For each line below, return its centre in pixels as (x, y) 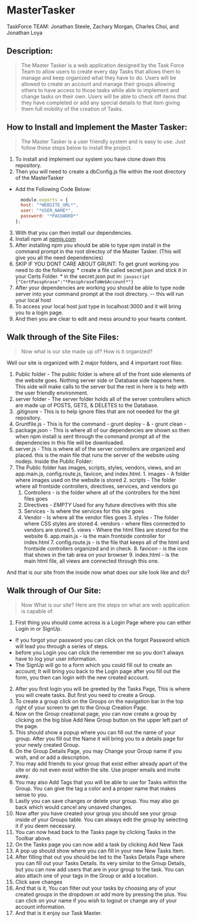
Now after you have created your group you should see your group (96, 813)
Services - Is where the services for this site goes (84, 511)
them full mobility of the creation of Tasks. (72, 108)
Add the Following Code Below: (53, 189)
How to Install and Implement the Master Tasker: (97, 127)
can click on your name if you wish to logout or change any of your (96, 900)
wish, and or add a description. (52, 757)
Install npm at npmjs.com (45, 239)
